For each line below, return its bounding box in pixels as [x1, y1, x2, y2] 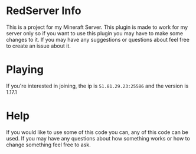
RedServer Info [6, 4, 81, 18]
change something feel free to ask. [6, 141, 91, 148]
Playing [6, 63, 44, 76]
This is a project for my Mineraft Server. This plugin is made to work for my [6, 24, 188, 31]
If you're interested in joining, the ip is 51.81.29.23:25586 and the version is [6, 82, 189, 89]
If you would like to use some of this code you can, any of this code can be [6, 128, 189, 136]
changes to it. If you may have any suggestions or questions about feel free [6, 36, 190, 43]
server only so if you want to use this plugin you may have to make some [6, 29, 184, 36]
